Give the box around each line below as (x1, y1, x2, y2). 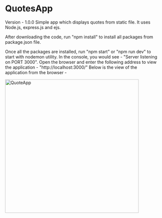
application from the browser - (5, 69, 67, 75)
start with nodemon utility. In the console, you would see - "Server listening (5, 54, 158, 59)
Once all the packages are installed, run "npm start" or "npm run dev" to (5, 49, 151, 54)
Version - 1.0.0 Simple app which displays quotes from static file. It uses (5, 19, 151, 25)
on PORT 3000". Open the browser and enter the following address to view (5, 59, 157, 65)
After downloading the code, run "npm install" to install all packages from (5, 34, 154, 40)
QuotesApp (5, 3, 53, 14)
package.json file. (5, 39, 41, 45)
